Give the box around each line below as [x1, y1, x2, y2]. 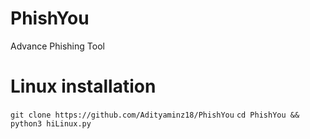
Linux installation [10, 75, 157, 98]
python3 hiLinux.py [10, 118, 92, 129]
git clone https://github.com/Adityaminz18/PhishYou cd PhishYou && [10, 110, 300, 120]
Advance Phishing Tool [10, 40, 105, 52]
